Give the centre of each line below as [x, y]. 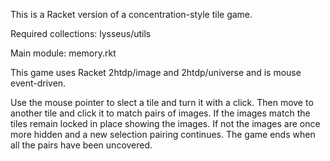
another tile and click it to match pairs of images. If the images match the [160, 113]
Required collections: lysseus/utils [81, 33]
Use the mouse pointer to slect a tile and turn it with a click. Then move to [162, 102]
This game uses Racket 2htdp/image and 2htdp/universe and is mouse [156, 72]
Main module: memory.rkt [63, 53]
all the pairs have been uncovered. [81, 145]
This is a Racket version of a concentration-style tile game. [131, 14]
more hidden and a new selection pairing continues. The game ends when [163, 134]
